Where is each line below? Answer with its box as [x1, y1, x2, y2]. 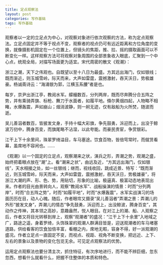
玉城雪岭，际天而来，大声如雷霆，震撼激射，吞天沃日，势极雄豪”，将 [17, 171, 156, 177]
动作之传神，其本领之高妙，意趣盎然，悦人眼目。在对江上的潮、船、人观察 [5, 208, 154, 214]
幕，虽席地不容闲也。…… [5, 143, 55, 149]
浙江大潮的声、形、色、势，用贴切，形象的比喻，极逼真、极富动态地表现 [5, 177, 149, 183]
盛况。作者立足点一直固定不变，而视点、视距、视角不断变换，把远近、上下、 [5, 232, 158, 238]
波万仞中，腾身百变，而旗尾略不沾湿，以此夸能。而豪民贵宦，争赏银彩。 [5, 126, 149, 132]
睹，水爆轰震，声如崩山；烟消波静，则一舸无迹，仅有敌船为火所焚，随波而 [5, 104, 154, 110]
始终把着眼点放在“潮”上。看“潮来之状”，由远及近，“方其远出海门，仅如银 [5, 159, 150, 165]
